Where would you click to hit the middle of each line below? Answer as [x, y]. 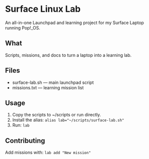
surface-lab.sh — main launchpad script [53, 82]
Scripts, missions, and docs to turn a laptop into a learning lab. [68, 55]
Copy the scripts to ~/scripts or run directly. [57, 115]
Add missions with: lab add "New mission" [48, 153]
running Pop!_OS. [23, 27]
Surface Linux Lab [43, 9]
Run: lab [21, 125]
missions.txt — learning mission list [48, 87]
